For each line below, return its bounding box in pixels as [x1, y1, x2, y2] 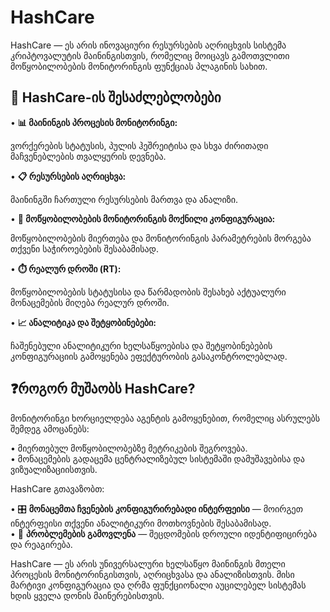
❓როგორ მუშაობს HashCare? [10, 381, 196, 398]
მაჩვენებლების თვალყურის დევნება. [10, 150, 167, 162]
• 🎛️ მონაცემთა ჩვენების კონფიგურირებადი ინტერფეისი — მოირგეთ [10, 502, 303, 515]
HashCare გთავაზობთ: [10, 482, 105, 495]
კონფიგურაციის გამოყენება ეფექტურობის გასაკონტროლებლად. [10, 350, 288, 362]
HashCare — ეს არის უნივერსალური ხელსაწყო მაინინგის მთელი [10, 557, 286, 570]
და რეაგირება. [10, 538, 73, 550]
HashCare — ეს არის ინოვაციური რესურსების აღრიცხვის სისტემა [10, 39, 287, 51]
